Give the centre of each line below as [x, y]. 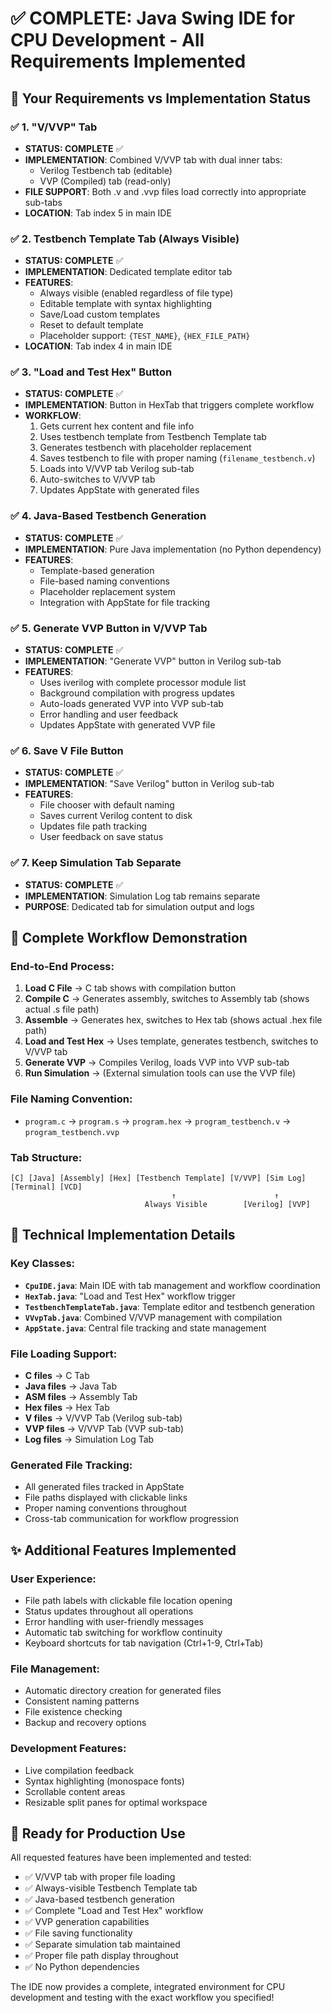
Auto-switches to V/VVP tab [97, 479]
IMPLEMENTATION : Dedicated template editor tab [128, 272]
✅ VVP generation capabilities [87, 1922]
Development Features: [68, 1749]
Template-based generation [97, 570]
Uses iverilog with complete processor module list [143, 683]
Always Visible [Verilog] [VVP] [227, 1204]
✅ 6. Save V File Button [67, 750]
